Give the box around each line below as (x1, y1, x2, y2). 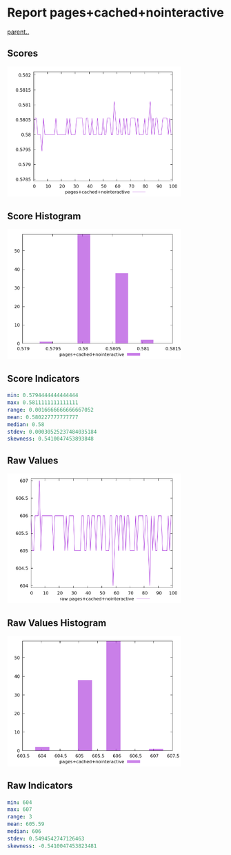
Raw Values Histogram (7, 617, 107, 629)
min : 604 (7, 798, 32, 806)
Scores (7, 48, 39, 59)
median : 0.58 (7, 421, 45, 428)
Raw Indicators (7, 780, 74, 792)
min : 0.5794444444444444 (7, 392, 79, 399)
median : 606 (7, 828, 41, 835)
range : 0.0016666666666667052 (7, 406, 94, 413)
